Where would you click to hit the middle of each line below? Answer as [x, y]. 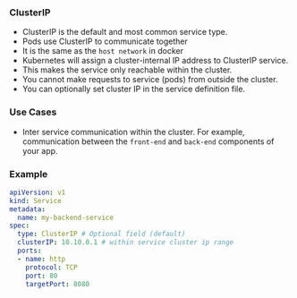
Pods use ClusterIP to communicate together [105, 41]
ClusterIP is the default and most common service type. [125, 32]
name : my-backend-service [66, 217]
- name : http [42, 259]
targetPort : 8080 [58, 284]
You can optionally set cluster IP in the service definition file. [134, 89]
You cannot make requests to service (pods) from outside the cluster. [150, 80]
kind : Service [36, 200]
